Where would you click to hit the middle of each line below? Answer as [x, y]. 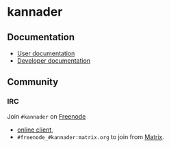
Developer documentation [54, 61]
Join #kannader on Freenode [47, 116]
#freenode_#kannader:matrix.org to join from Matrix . [91, 136]
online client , [35, 130]
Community [33, 82]
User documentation [46, 53]
